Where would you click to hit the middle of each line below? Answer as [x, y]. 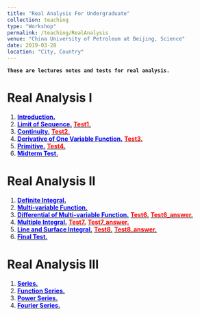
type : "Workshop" [32, 26]
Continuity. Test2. [43, 131]
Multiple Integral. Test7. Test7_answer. [73, 222]
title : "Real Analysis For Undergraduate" [68, 13]
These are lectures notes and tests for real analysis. [88, 70]
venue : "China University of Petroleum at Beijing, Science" [96, 39]
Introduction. [36, 117]
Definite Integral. [41, 200]
